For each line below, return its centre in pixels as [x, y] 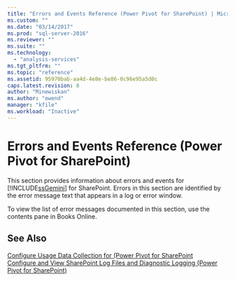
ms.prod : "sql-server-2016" [48, 33]
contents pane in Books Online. [52, 216]
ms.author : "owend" [36, 99]
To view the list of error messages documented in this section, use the [108, 209]
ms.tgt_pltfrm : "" [34, 66]
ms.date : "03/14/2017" [40, 27]
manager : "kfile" [33, 105]
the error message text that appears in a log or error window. [95, 195]
